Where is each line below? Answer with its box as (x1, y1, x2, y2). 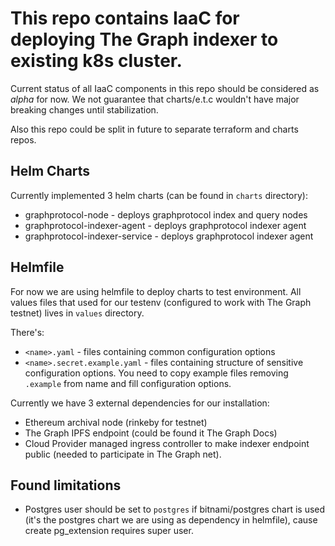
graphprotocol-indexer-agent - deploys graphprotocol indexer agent (24, 219, 307, 231)
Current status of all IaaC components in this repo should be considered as (10, 82, 320, 94)
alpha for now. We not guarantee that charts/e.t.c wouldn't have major (10, 93, 300, 105)
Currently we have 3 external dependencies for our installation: (10, 397, 270, 409)
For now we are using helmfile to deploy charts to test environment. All (10, 285, 302, 297)
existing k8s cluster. (10, 50, 183, 72)
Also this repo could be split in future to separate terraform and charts (10, 123, 299, 135)
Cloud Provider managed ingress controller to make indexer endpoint (24, 437, 310, 449)
